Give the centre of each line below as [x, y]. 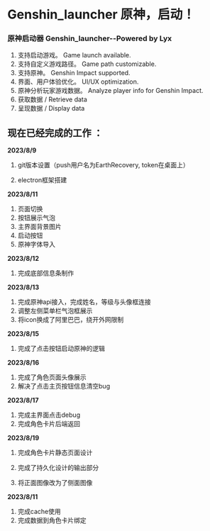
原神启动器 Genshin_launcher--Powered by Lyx [90, 38]
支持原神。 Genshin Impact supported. [74, 73]
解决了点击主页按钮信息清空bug [64, 386]
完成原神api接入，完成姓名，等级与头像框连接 [84, 302]
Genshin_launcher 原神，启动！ [101, 15]
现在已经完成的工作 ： [55, 133]
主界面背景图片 [39, 227]
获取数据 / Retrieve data [52, 99]
